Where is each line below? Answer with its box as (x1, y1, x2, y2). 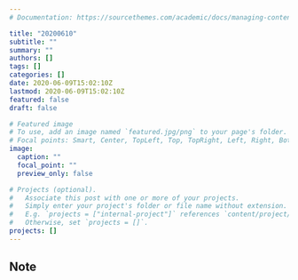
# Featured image (9, 119, 74, 129)
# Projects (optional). (9, 185, 98, 194)
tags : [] (9, 62, 42, 71)
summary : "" (9, 45, 53, 54)
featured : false (9, 95, 69, 104)
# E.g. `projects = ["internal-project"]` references (9, 210, 220, 219)
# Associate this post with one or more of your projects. (9, 193, 240, 203)
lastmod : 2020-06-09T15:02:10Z (9, 86, 125, 96)
